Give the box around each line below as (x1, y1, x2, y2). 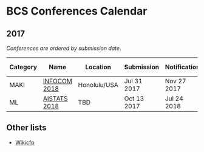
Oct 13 (124, 94, 144, 103)
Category (9, 63, 38, 71)
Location (85, 63, 111, 71)
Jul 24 (165, 94, 183, 103)
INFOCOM (42, 77, 73, 85)
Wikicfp (15, 139, 35, 146)
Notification (165, 63, 200, 71)
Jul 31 (124, 77, 143, 85)
